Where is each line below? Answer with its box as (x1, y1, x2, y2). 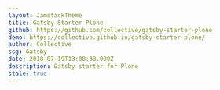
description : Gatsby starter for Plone (8, 63, 139, 70)
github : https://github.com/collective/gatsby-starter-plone (8, 26, 213, 34)
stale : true (8, 70, 47, 77)
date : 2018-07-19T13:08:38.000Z (8, 56, 114, 63)
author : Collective (8, 41, 72, 49)
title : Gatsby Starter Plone (8, 19, 104, 27)
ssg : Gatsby (8, 48, 47, 56)
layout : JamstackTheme (8, 11, 82, 20)
